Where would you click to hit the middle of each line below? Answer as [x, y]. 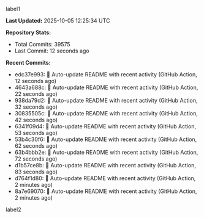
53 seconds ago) [36, 133]
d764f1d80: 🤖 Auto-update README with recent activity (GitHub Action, [105, 178]
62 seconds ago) [36, 146]
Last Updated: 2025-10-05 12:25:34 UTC [58, 20]
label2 [13, 209]
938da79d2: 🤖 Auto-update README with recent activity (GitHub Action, [106, 100]
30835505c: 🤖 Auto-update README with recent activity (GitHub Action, [106, 113]
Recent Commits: [28, 63]
